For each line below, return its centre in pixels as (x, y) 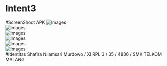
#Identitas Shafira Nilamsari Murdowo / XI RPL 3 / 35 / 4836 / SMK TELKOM (83, 54)
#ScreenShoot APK (25, 22)
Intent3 (21, 9)
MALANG (15, 59)
